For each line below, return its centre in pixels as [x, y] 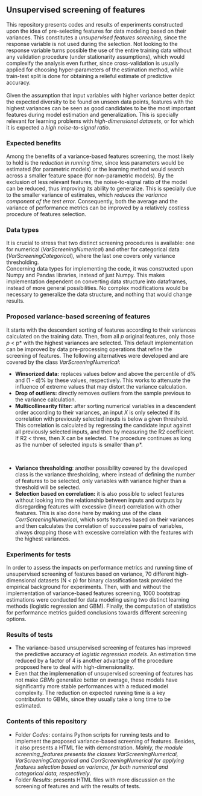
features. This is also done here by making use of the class [88, 513]
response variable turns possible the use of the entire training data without [99, 50]
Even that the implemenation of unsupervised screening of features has [104, 674]
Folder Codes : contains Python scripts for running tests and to [92, 734]
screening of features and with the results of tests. [77, 786]
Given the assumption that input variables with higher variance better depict [100, 95]
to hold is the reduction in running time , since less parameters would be [95, 163]
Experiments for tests [39, 554]
